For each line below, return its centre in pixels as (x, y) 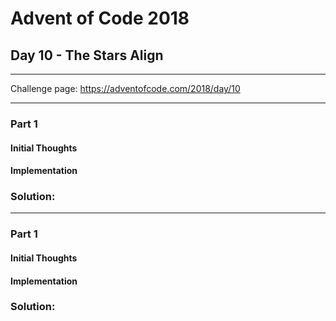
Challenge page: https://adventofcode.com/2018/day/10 (125, 88)
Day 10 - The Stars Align (87, 55)
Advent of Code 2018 (100, 18)
